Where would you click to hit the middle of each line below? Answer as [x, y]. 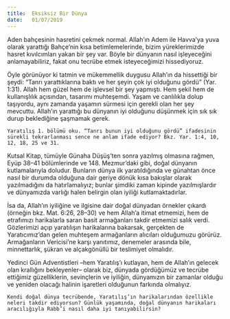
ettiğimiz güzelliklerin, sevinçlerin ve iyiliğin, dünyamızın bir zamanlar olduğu [115, 277]
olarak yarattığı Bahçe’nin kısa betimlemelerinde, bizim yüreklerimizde [106, 47]
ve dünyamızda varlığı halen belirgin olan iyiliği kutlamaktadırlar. [97, 192]
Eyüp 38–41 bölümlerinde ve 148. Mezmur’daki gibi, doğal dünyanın [102, 163]
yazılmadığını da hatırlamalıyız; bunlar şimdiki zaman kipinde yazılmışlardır [112, 185]
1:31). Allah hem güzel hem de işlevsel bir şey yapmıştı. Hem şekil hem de [111, 89]
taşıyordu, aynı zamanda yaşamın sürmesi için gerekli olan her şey [101, 104]
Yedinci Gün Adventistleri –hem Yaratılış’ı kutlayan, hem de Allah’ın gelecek [113, 262]
